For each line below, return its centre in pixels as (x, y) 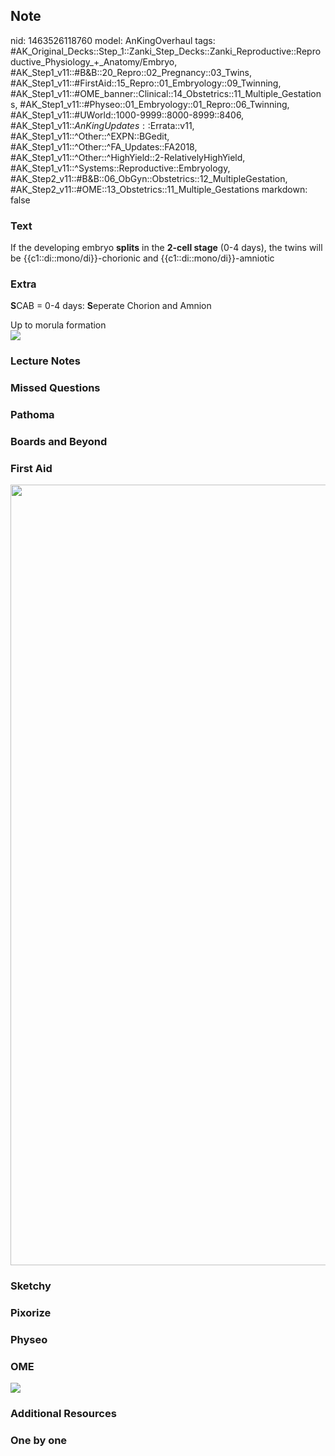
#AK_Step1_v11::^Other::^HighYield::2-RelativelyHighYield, (128, 157)
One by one (39, 1441)
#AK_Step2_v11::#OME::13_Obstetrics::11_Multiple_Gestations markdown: (159, 189)
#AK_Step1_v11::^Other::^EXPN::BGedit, (90, 136)
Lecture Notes (45, 361)
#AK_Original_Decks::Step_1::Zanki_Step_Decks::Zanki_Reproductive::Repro (166, 51)
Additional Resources (63, 1414)
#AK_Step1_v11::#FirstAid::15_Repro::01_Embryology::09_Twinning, (146, 83)
